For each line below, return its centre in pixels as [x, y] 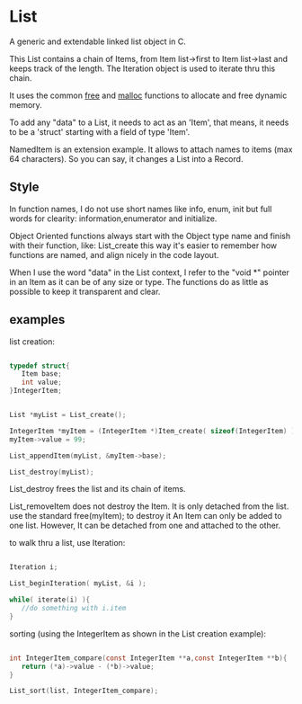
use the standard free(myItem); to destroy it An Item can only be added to [146, 516]
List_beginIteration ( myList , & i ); [78, 584]
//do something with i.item [74, 609]
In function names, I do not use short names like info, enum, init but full [141, 209]
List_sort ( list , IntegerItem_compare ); [84, 691]
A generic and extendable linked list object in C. [98, 41]
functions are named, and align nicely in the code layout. [114, 254]
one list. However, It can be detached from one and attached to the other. [145, 526]
